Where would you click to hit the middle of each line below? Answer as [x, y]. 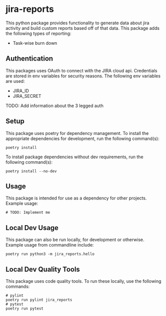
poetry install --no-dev [31, 171]
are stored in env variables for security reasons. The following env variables [83, 76]
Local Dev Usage [32, 227]
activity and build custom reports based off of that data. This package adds [83, 28]
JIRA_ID [21, 91]
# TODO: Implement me [28, 213]
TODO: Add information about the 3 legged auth [55, 106]
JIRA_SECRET [27, 96]
